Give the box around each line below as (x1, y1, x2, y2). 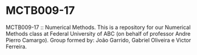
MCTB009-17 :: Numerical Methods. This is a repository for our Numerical (5, 24, 191, 31)
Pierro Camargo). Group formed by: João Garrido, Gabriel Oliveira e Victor (5, 36, 192, 44)
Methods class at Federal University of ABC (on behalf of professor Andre (5, 30, 191, 37)
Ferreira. (5, 43, 27, 50)
